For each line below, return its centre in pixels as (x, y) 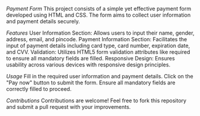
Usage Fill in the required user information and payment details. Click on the (100, 76)
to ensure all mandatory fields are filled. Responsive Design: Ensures (90, 58)
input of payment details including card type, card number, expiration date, (98, 45)
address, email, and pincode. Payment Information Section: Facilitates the (97, 39)
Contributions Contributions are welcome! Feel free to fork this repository (96, 100)
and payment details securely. (43, 21)
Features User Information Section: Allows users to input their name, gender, (100, 33)
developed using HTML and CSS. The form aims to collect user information (99, 15)
